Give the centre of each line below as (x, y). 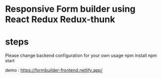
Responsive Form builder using (70, 9)
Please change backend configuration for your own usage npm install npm (81, 55)
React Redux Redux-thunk (60, 19)
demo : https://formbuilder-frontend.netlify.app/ (54, 70)
